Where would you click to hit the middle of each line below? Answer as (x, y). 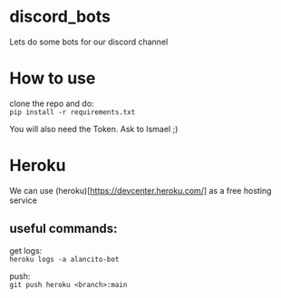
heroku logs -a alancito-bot (64, 259)
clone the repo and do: (52, 103)
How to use (53, 78)
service (24, 200)
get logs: (26, 250)
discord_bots (60, 17)
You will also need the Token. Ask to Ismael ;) (94, 129)
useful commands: (63, 229)
